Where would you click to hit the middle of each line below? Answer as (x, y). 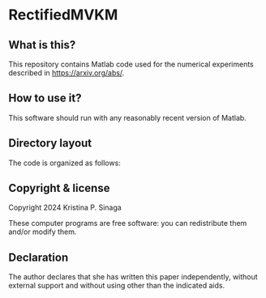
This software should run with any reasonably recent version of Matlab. (128, 117)
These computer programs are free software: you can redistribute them (128, 223)
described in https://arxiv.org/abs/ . (66, 73)
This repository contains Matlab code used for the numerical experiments (131, 64)
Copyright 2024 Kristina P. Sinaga (65, 207)
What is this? (42, 45)
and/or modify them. (43, 232)
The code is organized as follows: (65, 163)
